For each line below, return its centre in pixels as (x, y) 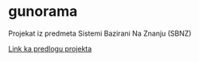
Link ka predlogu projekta (50, 48)
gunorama (43, 11)
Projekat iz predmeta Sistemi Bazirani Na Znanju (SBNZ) (100, 33)
